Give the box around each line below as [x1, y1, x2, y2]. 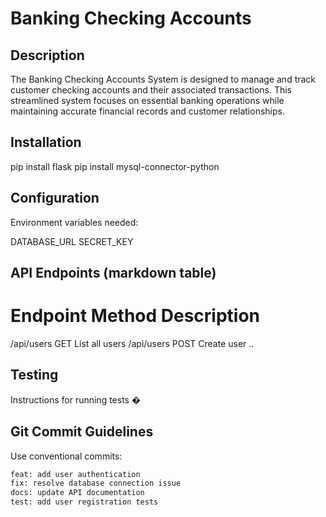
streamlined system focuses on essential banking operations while [10, 95, 285, 106]
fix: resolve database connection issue [10, 478, 182, 489]
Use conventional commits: [10, 450, 123, 462]
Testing [10, 367, 59, 384]
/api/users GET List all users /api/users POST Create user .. [10, 337, 255, 349]
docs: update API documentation [10, 488, 145, 498]
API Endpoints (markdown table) [10, 265, 217, 282]
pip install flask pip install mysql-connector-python [10, 160, 220, 172]
